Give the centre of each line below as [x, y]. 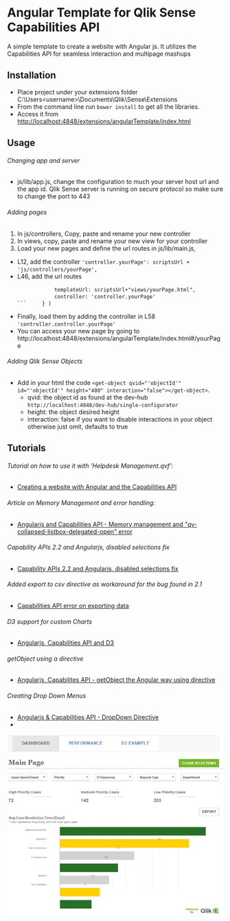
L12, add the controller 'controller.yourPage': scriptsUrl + [103, 261]
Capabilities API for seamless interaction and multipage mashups [99, 54]
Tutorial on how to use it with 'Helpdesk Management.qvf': [90, 466]
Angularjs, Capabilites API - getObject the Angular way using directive [116, 680]
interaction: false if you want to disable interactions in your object [120, 419]
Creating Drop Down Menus [47, 695]
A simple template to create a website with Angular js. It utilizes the [102, 46]
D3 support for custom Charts [50, 621]
